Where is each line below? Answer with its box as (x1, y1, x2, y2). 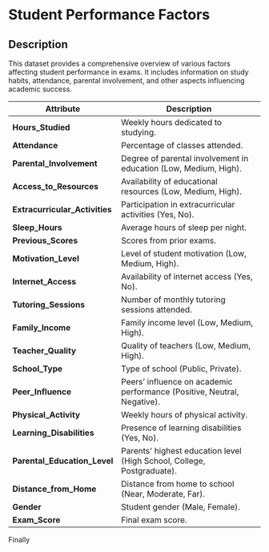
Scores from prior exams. (121, 235, 216, 246)
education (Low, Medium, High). (121, 163, 243, 174)
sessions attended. (121, 304, 192, 315)
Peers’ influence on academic (121, 377, 233, 387)
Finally (8, 535, 30, 544)
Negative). (121, 397, 161, 407)
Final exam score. (121, 514, 187, 526)
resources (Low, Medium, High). (121, 186, 243, 197)
